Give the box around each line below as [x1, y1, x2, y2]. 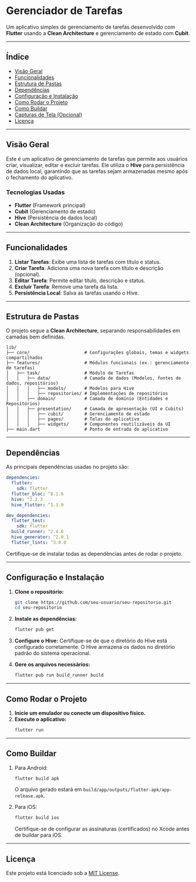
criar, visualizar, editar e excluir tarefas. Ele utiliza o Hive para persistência [6, 161, 185, 168]
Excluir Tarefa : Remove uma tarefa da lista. [14, 283, 119, 290]
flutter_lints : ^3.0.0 [11, 539, 66, 545]
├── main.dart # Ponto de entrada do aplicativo [6, 427, 168, 433]
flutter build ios [14, 815, 60, 821]
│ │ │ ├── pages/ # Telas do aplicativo [6, 416, 140, 422]
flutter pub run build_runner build [14, 672, 104, 679]
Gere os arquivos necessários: [14, 661, 90, 668]
